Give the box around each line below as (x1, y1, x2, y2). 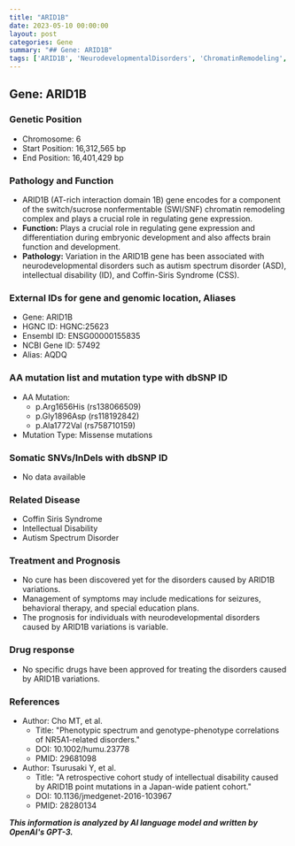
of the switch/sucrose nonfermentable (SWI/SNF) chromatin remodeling (21, 204, 285, 214)
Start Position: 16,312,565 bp (21, 142, 127, 153)
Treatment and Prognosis (9, 555, 121, 567)
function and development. (21, 241, 121, 252)
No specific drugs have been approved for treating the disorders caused (21, 664, 287, 674)
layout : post (9, 29, 58, 38)
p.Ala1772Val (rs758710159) (35, 419, 136, 430)
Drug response (9, 643, 75, 656)
